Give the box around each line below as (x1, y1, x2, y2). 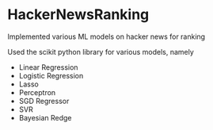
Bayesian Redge (18, 113, 72, 122)
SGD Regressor (18, 96, 70, 105)
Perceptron (18, 87, 56, 97)
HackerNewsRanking (7, 6, 150, 24)
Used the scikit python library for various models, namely (7, 47, 195, 56)
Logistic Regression (18, 71, 84, 80)
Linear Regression (18, 62, 78, 72)
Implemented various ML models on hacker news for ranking (7, 32, 206, 41)
